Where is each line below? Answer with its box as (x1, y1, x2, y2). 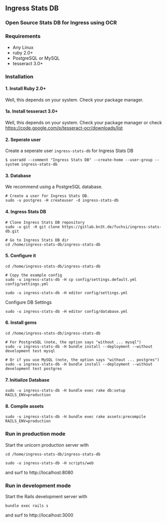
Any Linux (12, 44, 34, 50)
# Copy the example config (5, 272, 62, 277)
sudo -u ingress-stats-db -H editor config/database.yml (5, 309, 128, 314)
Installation (5, 73, 34, 80)
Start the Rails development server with (5, 493, 88, 499)
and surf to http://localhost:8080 (5, 469, 73, 476)
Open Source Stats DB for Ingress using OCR (5, 19, 117, 26)
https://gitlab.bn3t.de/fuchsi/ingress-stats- (61, 224, 162, 229)
